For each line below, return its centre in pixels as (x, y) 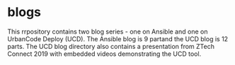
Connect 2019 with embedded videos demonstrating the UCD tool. (104, 54)
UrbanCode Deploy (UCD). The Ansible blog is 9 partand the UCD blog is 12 (118, 38)
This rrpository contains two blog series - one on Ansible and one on (108, 31)
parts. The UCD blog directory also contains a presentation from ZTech (111, 46)
